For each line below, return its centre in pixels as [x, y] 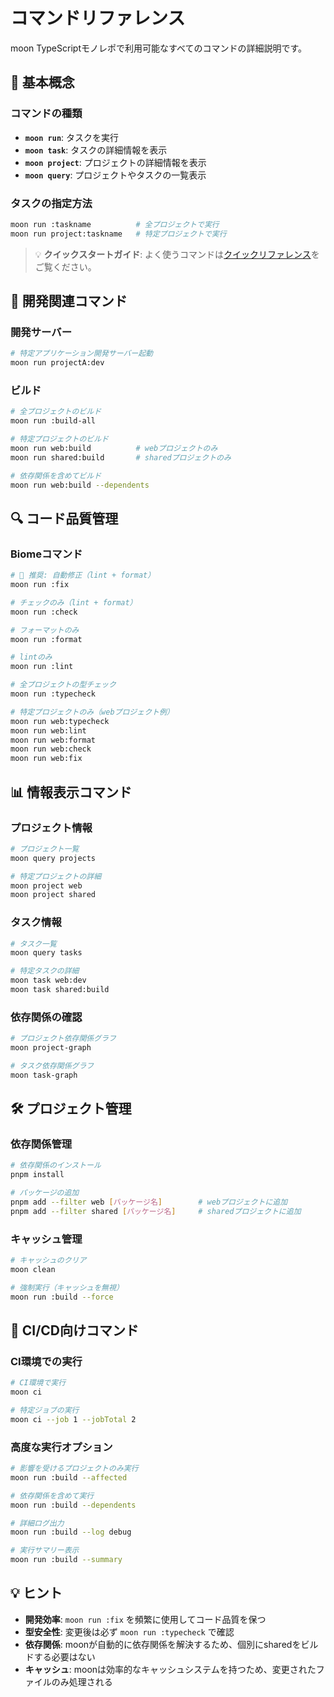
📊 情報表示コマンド [71, 792]
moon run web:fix [46, 759]
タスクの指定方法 [51, 203]
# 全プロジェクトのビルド [56, 412]
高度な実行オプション [61, 1447]
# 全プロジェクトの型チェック [63, 685]
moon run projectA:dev [57, 363]
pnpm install [37, 1175]
